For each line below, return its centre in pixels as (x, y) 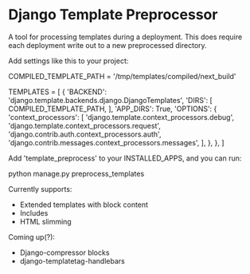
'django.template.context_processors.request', (85, 125)
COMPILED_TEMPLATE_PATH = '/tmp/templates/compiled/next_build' (122, 76)
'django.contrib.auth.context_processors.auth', (85, 134)
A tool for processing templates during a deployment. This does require (125, 37)
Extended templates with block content (84, 205)
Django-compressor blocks (64, 252)
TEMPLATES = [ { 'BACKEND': (58, 91)
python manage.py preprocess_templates (76, 173)
